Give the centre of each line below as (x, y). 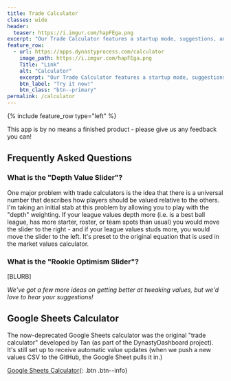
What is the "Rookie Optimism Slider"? (73, 262)
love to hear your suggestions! (50, 297)
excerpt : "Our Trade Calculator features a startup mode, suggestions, (112, 39)
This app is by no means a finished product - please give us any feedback (112, 129)
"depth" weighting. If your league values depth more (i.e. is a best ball (106, 214)
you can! (20, 137)
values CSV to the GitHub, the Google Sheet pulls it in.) (85, 357)
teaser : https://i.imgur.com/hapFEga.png (74, 33)
